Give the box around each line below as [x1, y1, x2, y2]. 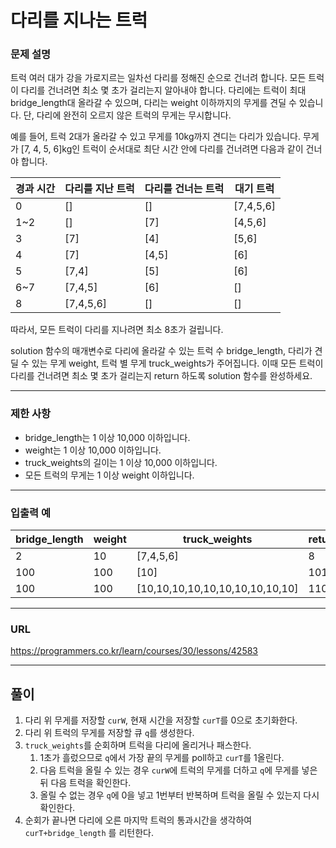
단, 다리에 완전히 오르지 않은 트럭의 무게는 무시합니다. [23, 109, 232, 121]
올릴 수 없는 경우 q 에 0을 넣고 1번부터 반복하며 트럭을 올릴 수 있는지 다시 [39, 789, 320, 801]
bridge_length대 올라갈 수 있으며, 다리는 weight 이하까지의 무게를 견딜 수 [10, 97, 297, 109]
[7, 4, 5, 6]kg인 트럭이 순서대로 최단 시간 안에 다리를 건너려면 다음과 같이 [20, 143, 304, 155]
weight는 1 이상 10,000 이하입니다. [24, 444, 162, 456]
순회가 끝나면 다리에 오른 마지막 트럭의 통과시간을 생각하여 [24, 814, 253, 826]
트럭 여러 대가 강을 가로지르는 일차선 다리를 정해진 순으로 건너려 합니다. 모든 [10, 72, 307, 84]
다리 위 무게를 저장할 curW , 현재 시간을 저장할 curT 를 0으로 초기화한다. [24, 714, 298, 726]
